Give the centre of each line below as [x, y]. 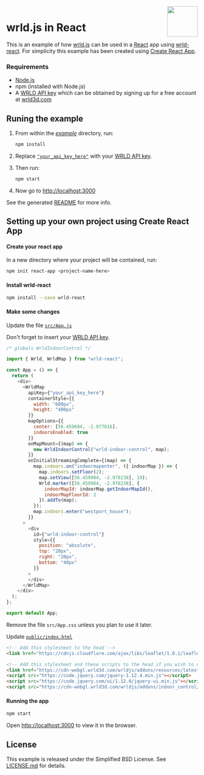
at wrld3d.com [33, 99]
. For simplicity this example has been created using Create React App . [107, 51]
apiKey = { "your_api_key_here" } [66, 393]
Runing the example [45, 118]
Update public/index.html [39, 636]
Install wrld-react [29, 285]
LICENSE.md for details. [36, 765]
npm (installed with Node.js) [50, 86]
